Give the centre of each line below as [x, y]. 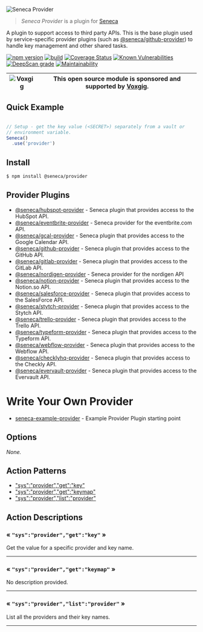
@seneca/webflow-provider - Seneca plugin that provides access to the [105, 344]
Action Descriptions [45, 517]
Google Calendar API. [42, 242]
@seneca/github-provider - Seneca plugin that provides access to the [102, 248]
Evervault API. [32, 377]
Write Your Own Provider [70, 401]
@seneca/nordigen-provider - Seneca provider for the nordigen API [99, 274]
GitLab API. [29, 268]
